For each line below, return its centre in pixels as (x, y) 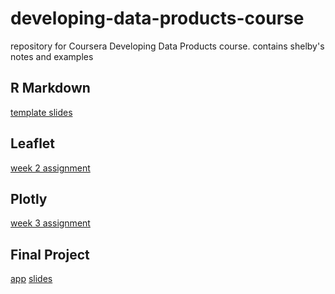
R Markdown (50, 88)
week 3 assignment (50, 223)
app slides (31, 279)
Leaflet (33, 143)
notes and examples (52, 56)
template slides (41, 112)
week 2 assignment (50, 168)
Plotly (29, 198)
